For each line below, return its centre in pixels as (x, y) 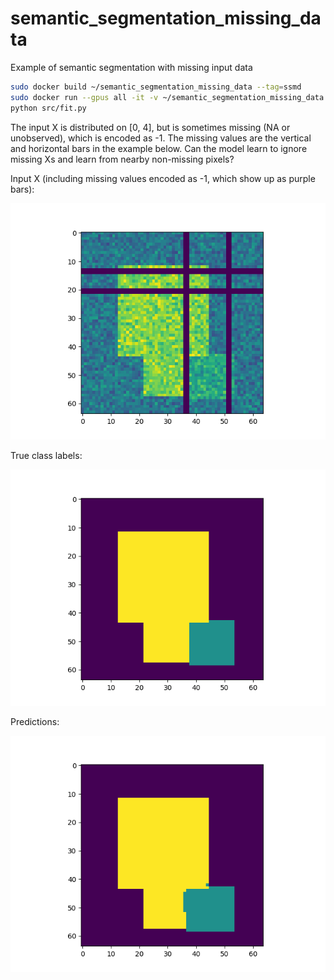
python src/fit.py (48, 108)
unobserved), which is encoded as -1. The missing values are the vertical (161, 138)
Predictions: (35, 721)
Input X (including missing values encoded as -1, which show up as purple (163, 178)
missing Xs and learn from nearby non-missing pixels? (122, 159)
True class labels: (46, 455)
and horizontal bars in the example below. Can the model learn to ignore (159, 148)
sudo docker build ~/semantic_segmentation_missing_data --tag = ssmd (156, 87)
